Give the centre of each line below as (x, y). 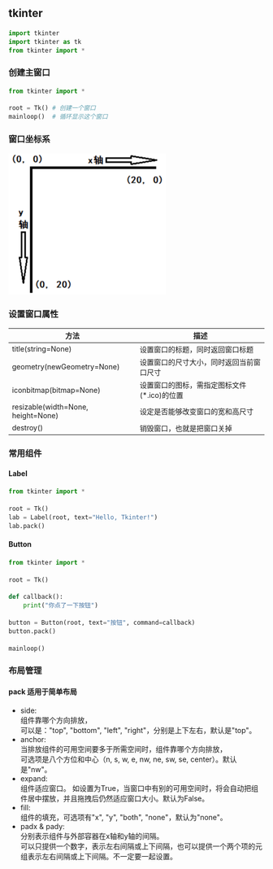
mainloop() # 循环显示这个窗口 (58, 117)
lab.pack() (27, 526)
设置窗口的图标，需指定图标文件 (193, 385)
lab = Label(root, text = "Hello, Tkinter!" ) (83, 517)
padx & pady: (42, 826)
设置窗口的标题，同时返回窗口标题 (197, 349)
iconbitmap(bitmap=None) (56, 390)
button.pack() (32, 631)
